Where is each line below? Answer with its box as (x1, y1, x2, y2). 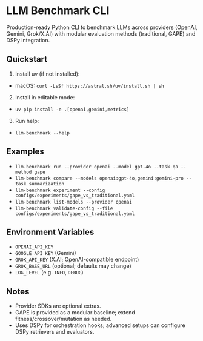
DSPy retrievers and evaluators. (15, 328, 95, 336)
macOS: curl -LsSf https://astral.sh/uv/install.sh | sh (15, 82, 165, 89)
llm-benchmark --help (15, 130, 70, 136)
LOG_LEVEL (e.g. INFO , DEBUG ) (15, 269, 84, 276)
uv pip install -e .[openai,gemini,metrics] (15, 107, 130, 113)
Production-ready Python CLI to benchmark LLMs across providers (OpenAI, (6, 24, 198, 31)
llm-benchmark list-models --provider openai (15, 199, 132, 205)
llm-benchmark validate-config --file (15, 205, 113, 211)
